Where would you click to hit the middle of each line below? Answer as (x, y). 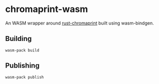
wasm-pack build (22, 50)
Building (18, 39)
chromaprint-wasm (47, 9)
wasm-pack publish (24, 77)
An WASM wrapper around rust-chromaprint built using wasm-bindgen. (79, 23)
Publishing (22, 66)
